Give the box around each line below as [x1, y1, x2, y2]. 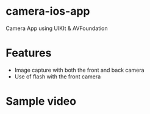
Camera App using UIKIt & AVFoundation [5, 25, 108, 32]
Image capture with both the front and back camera [14, 66, 145, 74]
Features [5, 46, 52, 60]
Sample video [5, 94, 77, 108]
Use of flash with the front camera [14, 72, 101, 80]
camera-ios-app [5, 4, 90, 18]
